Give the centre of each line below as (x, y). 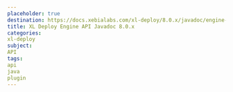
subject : (20, 46)
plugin (17, 78)
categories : (24, 33)
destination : (26, 20)
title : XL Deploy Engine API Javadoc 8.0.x (71, 26)
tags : (15, 59)
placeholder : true (34, 13)
